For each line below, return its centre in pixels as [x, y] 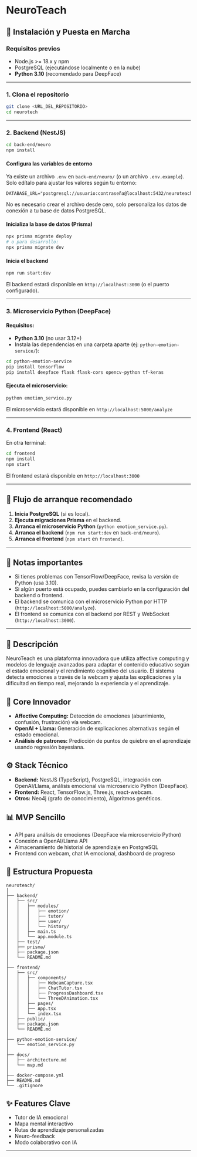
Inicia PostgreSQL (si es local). [52, 513]
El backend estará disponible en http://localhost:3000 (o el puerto [88, 285]
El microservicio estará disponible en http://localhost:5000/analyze [89, 409]
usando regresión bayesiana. [50, 747]
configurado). [23, 290]
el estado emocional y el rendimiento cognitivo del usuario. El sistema [90, 671]
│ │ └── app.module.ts [39, 936]
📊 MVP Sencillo [36, 818]
